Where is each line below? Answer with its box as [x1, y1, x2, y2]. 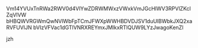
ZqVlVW [6, 11, 27, 18]
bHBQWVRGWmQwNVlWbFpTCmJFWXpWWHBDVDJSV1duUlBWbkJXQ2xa [6, 18, 193, 24]
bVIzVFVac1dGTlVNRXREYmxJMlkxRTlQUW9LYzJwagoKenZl [33, 24, 184, 31]
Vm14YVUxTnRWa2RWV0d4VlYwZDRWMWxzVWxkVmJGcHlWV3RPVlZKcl [6, 5, 191, 12]
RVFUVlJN [6, 24, 32, 31]
